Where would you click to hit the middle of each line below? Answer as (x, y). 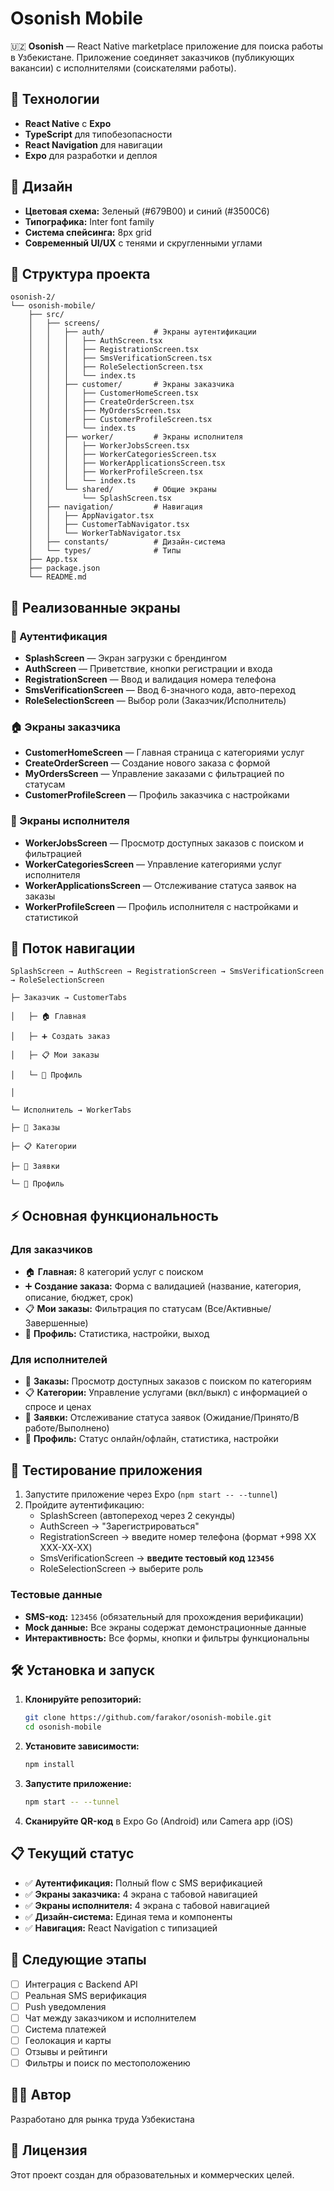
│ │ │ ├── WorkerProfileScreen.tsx (115, 472)
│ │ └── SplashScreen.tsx (100, 498)
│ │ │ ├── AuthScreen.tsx (95, 341)
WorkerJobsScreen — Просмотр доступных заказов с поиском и (164, 843)
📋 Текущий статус (72, 1853)
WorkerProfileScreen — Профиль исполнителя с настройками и (161, 906)
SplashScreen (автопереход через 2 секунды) (137, 1516)
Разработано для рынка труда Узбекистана (102, 2119)
